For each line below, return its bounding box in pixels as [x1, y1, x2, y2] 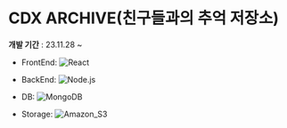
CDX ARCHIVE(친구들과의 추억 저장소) [8, 8, 280, 28]
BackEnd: [20, 74, 57, 84]
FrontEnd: [20, 57, 58, 68]
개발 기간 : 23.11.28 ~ [8, 39, 83, 50]
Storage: [20, 108, 53, 119]
